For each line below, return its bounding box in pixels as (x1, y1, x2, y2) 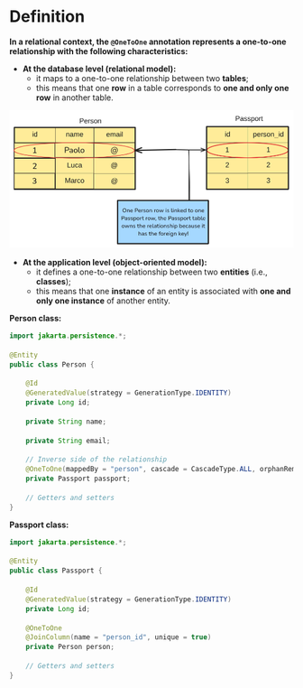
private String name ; (25, 417, 106, 426)
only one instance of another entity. (35, 295, 171, 306)
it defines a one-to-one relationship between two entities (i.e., (35, 266, 268, 277)
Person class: (9, 313, 61, 324)
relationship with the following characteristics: (9, 45, 188, 56)
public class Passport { (9, 566, 103, 575)
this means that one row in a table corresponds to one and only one (35, 82, 289, 93)
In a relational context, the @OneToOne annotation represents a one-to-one (9, 36, 287, 47)
